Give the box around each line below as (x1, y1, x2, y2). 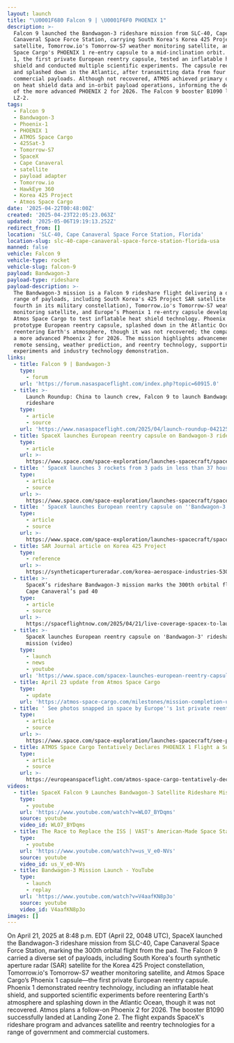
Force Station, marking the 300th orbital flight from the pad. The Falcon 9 (7, 947, 218, 955)
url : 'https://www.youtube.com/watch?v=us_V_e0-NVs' (19, 848, 176, 855)
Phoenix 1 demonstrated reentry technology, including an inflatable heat (7, 984, 214, 992)
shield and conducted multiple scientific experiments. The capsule (13, 62, 217, 69)
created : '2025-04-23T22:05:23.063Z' (7, 212, 117, 219)
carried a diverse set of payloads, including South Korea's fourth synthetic (7, 954, 221, 962)
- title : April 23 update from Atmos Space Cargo (13, 679, 160, 686)
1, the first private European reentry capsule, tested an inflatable (13, 56, 223, 63)
